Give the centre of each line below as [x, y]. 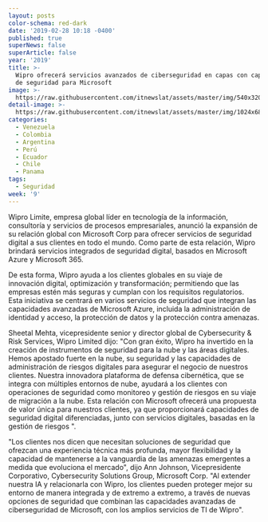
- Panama [30, 172]
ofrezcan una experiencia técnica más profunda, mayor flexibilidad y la [125, 450]
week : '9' [25, 194]
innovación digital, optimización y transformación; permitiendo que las [124, 283]
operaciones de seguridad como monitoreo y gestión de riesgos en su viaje [132, 392]
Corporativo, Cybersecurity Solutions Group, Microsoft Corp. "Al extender [130, 476]
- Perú [26, 149]
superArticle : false [43, 53]
